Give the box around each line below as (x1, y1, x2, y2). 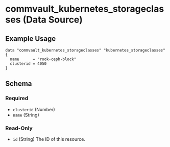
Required (5, 95, 29, 102)
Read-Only (5, 125, 33, 132)
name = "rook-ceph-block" (10, 57, 77, 62)
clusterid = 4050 (10, 61, 47, 66)
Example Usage (5, 34, 56, 43)
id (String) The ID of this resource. (12, 136, 86, 142)
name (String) (12, 112, 39, 118)
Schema (5, 80, 32, 88)
